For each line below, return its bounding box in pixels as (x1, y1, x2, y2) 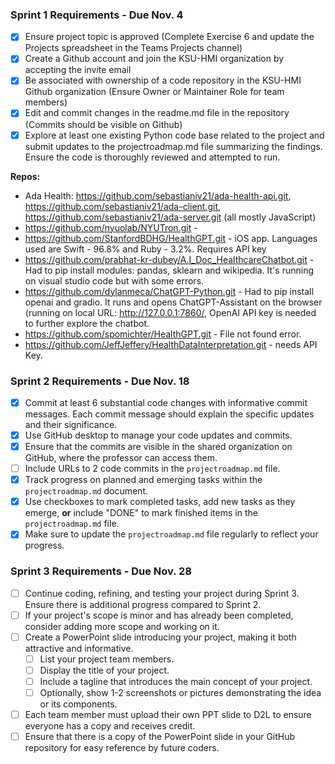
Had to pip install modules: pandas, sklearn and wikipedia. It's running (24, 264, 314, 276)
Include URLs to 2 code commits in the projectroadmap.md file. (24, 463, 281, 475)
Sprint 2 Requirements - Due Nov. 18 (10, 374, 190, 388)
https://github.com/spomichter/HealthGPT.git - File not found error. (24, 328, 302, 340)
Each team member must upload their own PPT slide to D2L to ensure (24, 709, 312, 721)
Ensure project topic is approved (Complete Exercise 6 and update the (24, 31, 315, 43)
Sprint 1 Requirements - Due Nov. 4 (10, 8, 184, 22)
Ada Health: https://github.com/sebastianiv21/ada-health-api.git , (24, 189, 292, 202)
